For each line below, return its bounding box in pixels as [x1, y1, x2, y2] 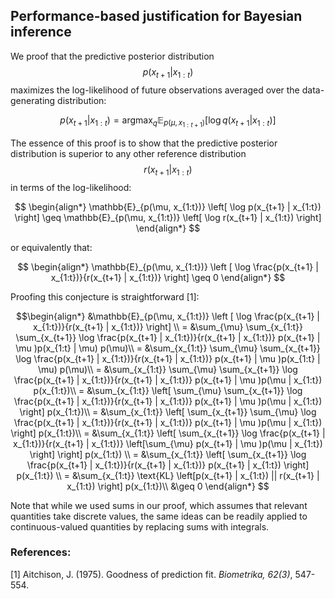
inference [10, 24, 72, 41]
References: [10, 545, 72, 559]
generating [10, 94, 56, 106]
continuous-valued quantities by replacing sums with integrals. [10, 520, 270, 533]
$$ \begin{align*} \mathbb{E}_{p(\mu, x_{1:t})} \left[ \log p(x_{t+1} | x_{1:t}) [14, 200, 322, 213]
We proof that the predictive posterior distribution [10, 50, 215, 62]
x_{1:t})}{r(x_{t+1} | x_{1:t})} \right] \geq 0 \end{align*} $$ [50, 271, 286, 283]
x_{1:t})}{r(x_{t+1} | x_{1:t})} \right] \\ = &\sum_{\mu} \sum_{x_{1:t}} [32, 320, 304, 333]
